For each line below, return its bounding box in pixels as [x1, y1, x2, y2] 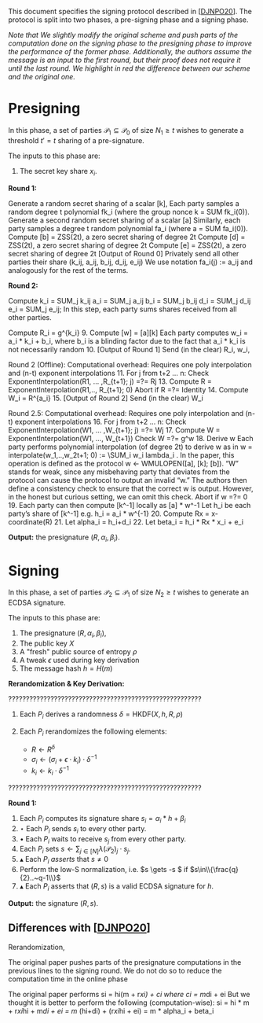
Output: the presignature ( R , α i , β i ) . [8, 532, 120, 543]
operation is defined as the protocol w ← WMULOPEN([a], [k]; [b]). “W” [8, 458, 239, 468]
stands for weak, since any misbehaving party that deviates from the [8, 467, 230, 477]
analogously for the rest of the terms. [8, 265, 129, 274]
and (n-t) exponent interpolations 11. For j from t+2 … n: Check [8, 368, 210, 377]
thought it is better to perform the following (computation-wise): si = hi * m [8, 998, 250, 1007]
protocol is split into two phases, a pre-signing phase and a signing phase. [8, 15, 249, 24]
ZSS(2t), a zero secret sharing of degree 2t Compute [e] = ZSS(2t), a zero [8, 240, 247, 250]
